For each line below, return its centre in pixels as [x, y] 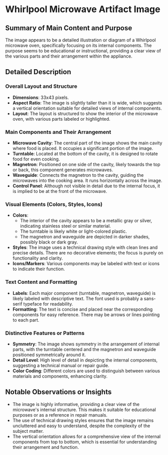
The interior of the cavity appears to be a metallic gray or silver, [86, 221]
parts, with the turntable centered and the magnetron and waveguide [84, 349]
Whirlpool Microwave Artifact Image [83, 9]
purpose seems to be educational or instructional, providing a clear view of [83, 51]
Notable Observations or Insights [59, 392]
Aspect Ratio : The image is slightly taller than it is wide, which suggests [87, 103]
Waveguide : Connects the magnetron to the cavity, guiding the [78, 175]
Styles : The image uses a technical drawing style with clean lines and [85, 247]
